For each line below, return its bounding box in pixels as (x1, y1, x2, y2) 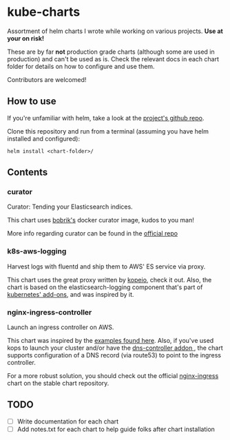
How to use (7, 96, 56, 107)
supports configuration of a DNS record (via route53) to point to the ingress (7, 351, 222, 359)
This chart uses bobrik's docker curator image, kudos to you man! (7, 216, 194, 224)
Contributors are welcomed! (7, 75, 87, 83)
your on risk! (7, 34, 45, 42)
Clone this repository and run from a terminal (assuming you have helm (7, 127, 209, 135)
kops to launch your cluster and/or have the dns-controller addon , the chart (7, 344, 224, 352)
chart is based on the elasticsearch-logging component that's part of (7, 283, 203, 291)
